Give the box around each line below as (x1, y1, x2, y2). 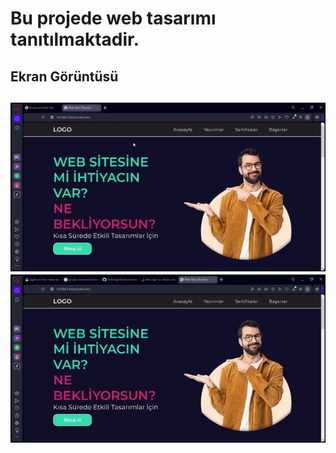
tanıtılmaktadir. (10, 28, 140, 51)
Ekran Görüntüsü (10, 68, 119, 85)
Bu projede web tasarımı (10, 7, 217, 30)
